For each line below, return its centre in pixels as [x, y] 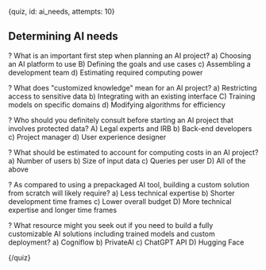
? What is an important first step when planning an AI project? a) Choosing [130, 56]
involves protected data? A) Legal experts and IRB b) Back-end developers [130, 128]
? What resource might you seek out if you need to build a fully [111, 225]
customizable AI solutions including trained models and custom [112, 233]
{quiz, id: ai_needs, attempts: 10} [62, 12]
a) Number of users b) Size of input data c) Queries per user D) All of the [127, 160]
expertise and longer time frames [63, 210]
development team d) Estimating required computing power [106, 72]
